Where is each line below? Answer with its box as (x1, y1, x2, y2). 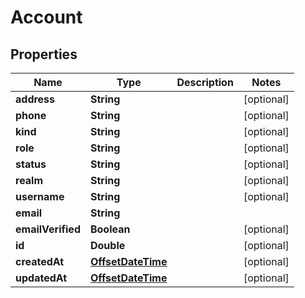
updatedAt (15, 271, 68, 285)
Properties (10, 46, 78, 63)
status (15, 157, 47, 171)
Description (176, 76, 234, 89)
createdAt (15, 255, 65, 268)
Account (10, 6, 83, 29)
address (15, 92, 56, 106)
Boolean (89, 222, 131, 236)
